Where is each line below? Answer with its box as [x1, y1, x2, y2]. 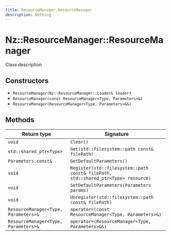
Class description [5, 62, 42, 68]
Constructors [5, 76, 49, 85]
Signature [104, 131, 129, 138]
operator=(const [70, 206, 109, 213]
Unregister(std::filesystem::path [70, 194, 154, 200]
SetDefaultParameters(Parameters [70, 183, 151, 188]
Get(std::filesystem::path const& [70, 146, 154, 152]
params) [70, 188, 89, 193]
